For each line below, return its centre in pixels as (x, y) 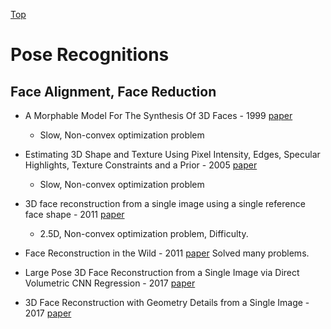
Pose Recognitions (90, 55)
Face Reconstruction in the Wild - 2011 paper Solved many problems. (167, 253)
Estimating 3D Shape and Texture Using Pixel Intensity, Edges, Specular (172, 154)
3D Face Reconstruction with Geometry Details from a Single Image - (167, 302)
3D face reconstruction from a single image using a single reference (165, 203)
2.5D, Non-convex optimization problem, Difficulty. (144, 233)
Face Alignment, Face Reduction (113, 91)
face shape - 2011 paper (74, 214)
